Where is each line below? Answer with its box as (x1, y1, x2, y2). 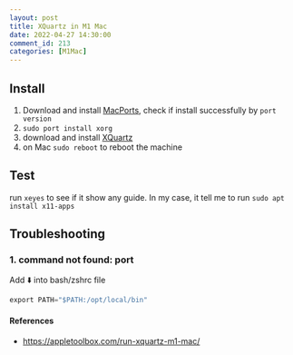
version (22, 114, 52, 123)
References (9, 315, 54, 326)
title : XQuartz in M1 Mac (9, 22, 107, 31)
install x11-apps (9, 202, 75, 211)
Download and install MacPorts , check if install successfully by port (22, 104, 277, 115)
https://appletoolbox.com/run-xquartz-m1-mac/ (22, 335, 200, 346)
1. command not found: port (9, 253, 134, 266)
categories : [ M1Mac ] (9, 47, 88, 56)
